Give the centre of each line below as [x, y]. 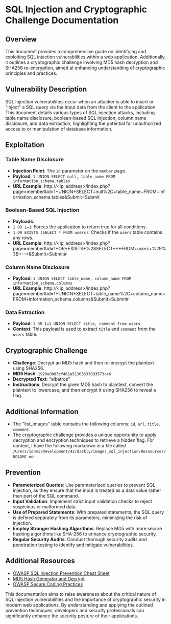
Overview [21, 39]
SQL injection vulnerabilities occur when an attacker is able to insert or [80, 101]
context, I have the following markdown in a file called [69, 446]
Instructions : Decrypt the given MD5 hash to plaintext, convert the [83, 384]
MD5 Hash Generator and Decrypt [49, 578]
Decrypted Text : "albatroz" [41, 379]
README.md [23, 457]
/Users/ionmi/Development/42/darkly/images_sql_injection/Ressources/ [89, 451]
